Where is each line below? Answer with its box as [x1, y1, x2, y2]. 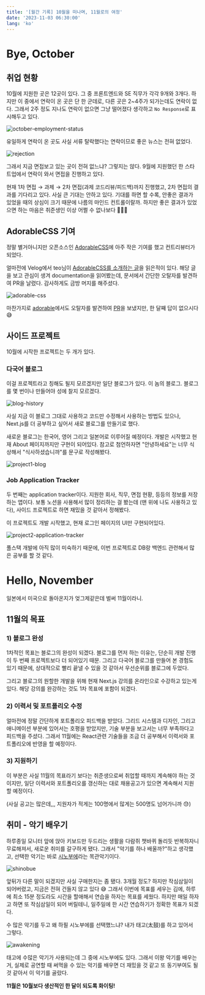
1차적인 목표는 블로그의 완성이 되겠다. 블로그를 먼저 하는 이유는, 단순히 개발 [6, 649, 185, 656]
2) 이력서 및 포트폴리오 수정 [6, 702, 83, 711]
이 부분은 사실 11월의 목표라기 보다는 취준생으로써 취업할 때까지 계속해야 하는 [6, 771, 188, 779]
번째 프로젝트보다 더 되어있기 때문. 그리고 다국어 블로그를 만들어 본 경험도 [19, 657, 194, 664]
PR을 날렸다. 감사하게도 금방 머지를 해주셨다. [12, 279, 119, 287]
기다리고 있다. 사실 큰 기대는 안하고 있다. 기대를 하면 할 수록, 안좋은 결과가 [17, 191, 194, 199]
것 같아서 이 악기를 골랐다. [6, 969, 69, 976]
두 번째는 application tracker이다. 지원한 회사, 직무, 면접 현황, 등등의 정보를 [6, 491, 187, 498]
